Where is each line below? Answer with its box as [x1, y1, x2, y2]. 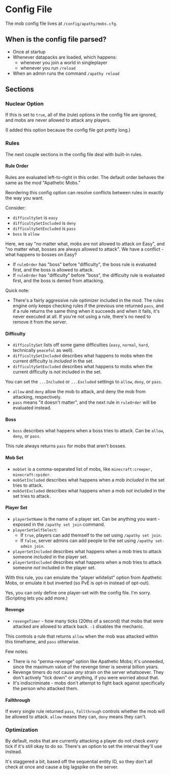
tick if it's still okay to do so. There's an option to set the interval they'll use [5, 743, 162, 750]
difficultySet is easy [12, 215, 58, 221]
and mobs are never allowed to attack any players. [5, 117, 111, 123]
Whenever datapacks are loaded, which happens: [12, 54, 117, 60]
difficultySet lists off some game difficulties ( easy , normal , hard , [12, 342, 149, 348]
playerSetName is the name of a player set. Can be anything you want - [12, 516, 160, 522]
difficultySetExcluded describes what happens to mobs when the [12, 364, 153, 370]
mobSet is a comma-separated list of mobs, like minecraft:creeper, [12, 466, 153, 472]
